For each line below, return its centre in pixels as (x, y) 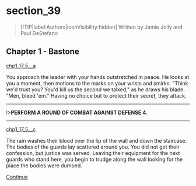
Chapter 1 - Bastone (43, 52)
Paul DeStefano (39, 33)
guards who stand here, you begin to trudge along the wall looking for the (94, 159)
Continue (17, 177)
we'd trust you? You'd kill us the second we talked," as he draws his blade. (96, 89)
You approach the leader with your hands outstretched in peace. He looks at (98, 77)
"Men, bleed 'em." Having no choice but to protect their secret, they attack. (96, 95)
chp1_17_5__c (21, 129)
